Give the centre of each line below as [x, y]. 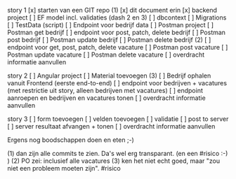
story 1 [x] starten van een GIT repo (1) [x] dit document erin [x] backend [112, 10]
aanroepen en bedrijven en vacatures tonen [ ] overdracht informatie [106, 98]
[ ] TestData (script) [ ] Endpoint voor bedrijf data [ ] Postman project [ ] [111, 25]
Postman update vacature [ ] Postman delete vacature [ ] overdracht [106, 55]
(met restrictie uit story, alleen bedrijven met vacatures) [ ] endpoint [105, 91]
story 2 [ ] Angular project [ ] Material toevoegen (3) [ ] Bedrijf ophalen [109, 76]
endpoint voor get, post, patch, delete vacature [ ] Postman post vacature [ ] [118, 47]
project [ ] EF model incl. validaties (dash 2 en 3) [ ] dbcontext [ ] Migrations [117, 17]
